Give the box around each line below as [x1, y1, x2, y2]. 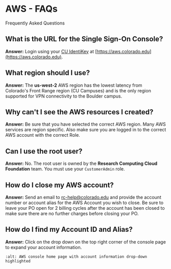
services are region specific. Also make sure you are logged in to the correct [5, 127, 166, 133]
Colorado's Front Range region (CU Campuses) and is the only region [5, 87, 152, 93]
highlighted [5, 258, 31, 263]
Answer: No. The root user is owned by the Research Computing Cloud [5, 160, 158, 166]
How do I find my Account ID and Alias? [5, 225, 133, 234]
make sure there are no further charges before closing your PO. [5, 210, 139, 216]
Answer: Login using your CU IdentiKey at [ [5, 48, 97, 54]
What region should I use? [5, 68, 90, 77]
